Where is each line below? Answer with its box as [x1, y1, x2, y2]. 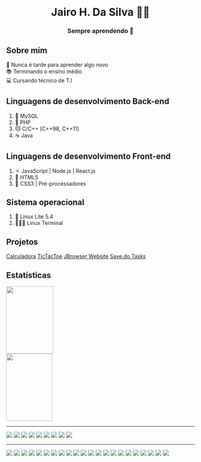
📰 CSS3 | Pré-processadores [14, 180, 87, 187]
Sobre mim [6, 45, 48, 56]
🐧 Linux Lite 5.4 [14, 213, 54, 220]
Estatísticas [6, 270, 51, 280]
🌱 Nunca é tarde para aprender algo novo [6, 61, 109, 68]
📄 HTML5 [14, 174, 39, 181]
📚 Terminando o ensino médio [6, 68, 83, 75]
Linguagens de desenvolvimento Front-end [6, 151, 171, 162]
